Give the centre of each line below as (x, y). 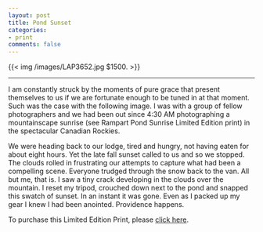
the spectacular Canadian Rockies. (64, 131)
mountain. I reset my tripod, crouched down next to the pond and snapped (128, 188)
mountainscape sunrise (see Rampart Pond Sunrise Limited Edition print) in (129, 123)
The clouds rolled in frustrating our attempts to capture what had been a (124, 163)
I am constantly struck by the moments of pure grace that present (114, 89)
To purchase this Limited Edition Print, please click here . (99, 219)
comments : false (34, 45)
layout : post (29, 15)
